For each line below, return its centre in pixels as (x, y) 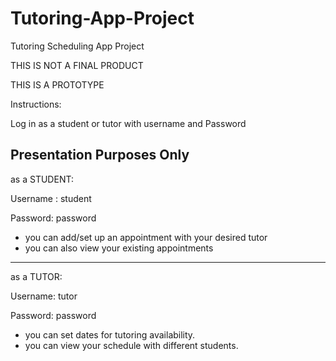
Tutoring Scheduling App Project (77, 46)
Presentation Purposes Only (100, 155)
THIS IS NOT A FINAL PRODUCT (77, 65)
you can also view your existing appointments (119, 248)
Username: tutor (44, 296)
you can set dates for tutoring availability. (110, 334)
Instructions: (36, 104)
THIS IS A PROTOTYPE (57, 84)
